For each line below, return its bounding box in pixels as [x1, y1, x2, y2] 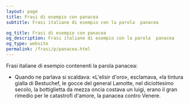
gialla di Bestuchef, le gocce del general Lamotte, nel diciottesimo [14, 79, 174, 86]
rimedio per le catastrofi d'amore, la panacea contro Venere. [14, 92, 161, 99]
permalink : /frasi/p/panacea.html [6, 46, 91, 52]
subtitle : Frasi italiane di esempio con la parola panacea [6, 19, 159, 25]
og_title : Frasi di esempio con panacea [6, 30, 107, 36]
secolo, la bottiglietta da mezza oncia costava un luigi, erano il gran [14, 86, 178, 93]
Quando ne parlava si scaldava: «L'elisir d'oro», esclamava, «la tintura [14, 73, 184, 80]
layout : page [6, 8, 38, 15]
